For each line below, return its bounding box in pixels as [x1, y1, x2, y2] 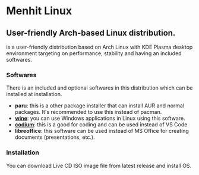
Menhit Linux [6, 4, 72, 18]
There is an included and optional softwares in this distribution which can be [6, 84, 193, 91]
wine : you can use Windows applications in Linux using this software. [14, 114, 185, 122]
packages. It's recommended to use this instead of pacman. [14, 109, 162, 116]
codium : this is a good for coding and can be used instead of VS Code [14, 121, 188, 128]
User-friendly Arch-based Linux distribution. [6, 28, 176, 38]
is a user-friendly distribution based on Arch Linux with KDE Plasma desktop [6, 43, 193, 50]
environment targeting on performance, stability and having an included [6, 50, 182, 57]
